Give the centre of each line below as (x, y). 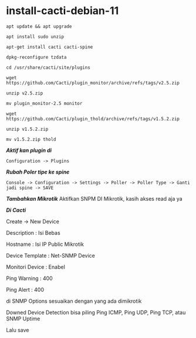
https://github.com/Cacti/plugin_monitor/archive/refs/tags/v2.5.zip (93, 83)
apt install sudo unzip (35, 36)
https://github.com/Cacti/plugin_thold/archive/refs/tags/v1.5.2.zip (93, 119)
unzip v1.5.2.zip (27, 129)
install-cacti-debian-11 (62, 11)
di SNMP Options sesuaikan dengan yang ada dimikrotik (74, 301)
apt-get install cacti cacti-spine (50, 47)
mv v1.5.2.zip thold (31, 139)
